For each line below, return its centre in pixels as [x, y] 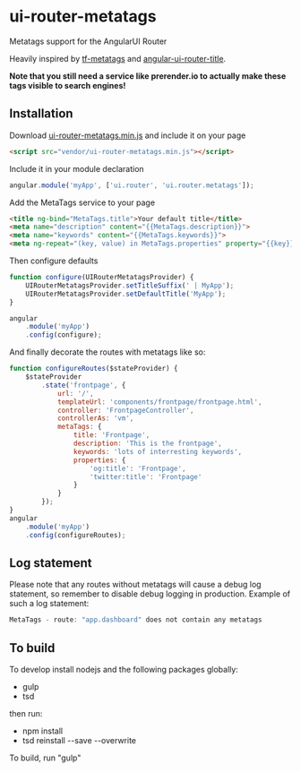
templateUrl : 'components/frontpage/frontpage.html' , [159, 402]
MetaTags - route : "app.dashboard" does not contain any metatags [136, 620]
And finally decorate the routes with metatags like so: [107, 352]
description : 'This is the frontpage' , [147, 443]
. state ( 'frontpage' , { [84, 385]
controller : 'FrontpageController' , [125, 410]
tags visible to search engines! [68, 85]
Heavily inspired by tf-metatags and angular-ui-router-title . [118, 58]
